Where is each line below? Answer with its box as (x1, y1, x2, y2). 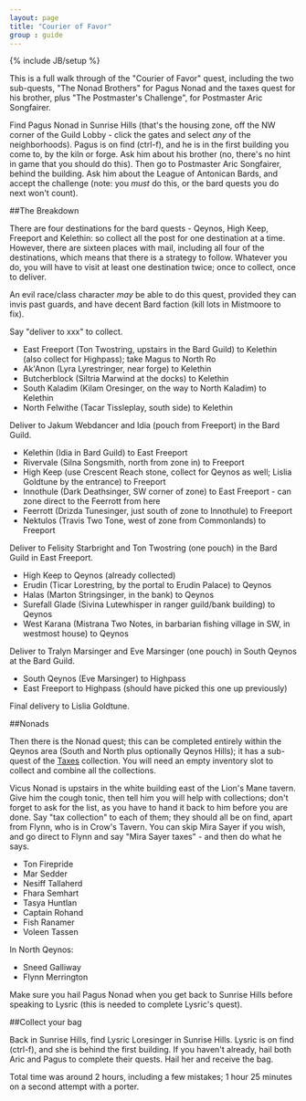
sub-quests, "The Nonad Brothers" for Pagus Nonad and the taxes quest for (9, 83, 296, 94)
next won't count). (9, 188, 79, 199)
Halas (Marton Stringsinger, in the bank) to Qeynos (22, 590, 215, 601)
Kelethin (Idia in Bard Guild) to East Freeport (22, 447, 188, 458)
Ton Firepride (22, 859, 74, 870)
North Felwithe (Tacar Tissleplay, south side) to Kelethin (22, 403, 234, 414)
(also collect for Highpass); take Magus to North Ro (22, 353, 216, 365)
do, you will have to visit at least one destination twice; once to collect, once (9, 262, 297, 273)
